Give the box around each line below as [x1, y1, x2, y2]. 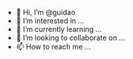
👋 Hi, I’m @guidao [15, 8, 76, 17]
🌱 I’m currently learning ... [15, 25, 102, 33]
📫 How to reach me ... [15, 42, 91, 51]
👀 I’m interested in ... [15, 16, 85, 26]
